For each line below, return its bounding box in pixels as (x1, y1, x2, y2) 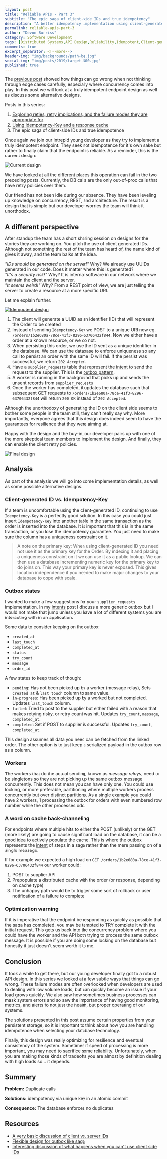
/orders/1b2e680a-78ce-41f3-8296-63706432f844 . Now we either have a (12, 332, 158, 338)
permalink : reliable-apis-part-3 (5, 26, 75, 31)
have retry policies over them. (5, 182, 66, 189)
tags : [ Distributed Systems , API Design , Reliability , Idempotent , (5, 40, 141, 45)
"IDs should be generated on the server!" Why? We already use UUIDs (5, 261, 149, 267)
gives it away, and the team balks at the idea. (5, 251, 98, 257)
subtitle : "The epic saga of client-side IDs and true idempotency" (5, 16, 150, 21)
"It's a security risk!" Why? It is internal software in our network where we (5, 271, 157, 277)
